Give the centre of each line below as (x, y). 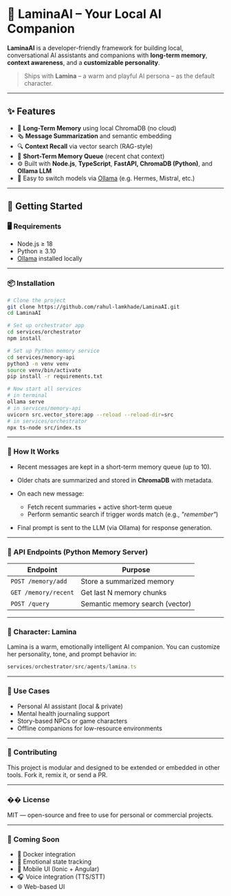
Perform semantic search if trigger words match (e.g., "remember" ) (123, 514)
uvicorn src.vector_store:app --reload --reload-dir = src (90, 415)
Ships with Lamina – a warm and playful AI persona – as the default (119, 76)
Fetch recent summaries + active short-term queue (100, 507)
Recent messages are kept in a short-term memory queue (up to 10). (114, 467)
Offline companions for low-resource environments (90, 728)
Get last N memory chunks (124, 593)
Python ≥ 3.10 (36, 251)
